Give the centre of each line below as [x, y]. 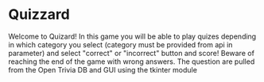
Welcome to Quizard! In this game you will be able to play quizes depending [132, 36]
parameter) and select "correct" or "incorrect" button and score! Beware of [131, 53]
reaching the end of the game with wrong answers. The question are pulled [132, 61]
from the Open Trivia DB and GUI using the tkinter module [103, 69]
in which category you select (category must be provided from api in [120, 44]
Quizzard [39, 15]
